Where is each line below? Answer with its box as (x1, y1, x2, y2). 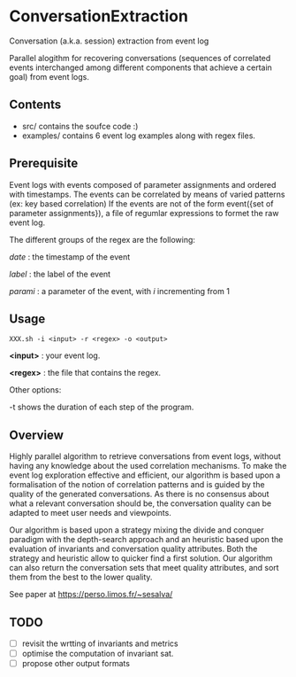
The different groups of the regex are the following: (9, 234, 196, 245)
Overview (9, 427, 65, 442)
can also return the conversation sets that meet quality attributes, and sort (9, 563, 280, 573)
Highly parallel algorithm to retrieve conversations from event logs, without (9, 451, 281, 462)
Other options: (9, 385, 62, 395)
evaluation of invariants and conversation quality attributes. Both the (9, 543, 258, 555)
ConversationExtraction (9, 6, 188, 27)
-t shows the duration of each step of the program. (9, 401, 194, 413)
